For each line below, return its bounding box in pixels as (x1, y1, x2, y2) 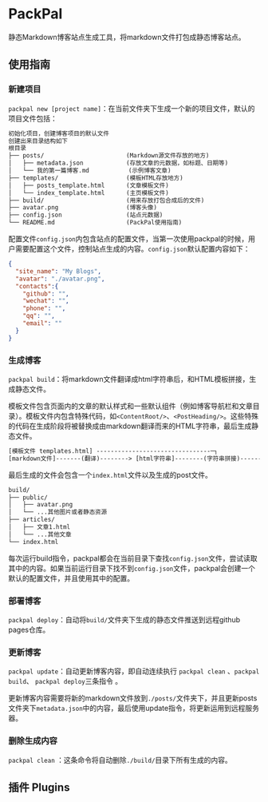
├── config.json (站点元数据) (8, 211, 164, 220)
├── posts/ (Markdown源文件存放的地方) (8, 152, 210, 160)
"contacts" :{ (15, 282, 59, 290)
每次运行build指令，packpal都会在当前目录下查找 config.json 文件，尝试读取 (8, 553, 258, 563)
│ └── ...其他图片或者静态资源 (8, 508, 108, 516)
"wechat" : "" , (22, 297, 69, 305)
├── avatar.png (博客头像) (8, 204, 158, 212)
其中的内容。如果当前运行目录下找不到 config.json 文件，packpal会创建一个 (8, 563, 255, 573)
